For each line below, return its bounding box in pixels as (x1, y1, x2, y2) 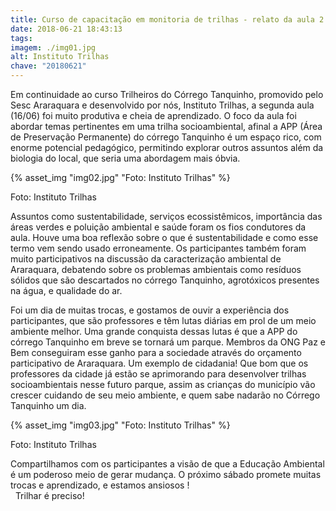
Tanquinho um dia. (10, 400, 87, 411)
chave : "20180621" (10, 61, 87, 71)
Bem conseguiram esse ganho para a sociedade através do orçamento (10, 347, 302, 358)
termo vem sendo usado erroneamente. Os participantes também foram (10, 242, 307, 254)
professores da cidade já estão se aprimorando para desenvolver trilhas (10, 368, 307, 380)
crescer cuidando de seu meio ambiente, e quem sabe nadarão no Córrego (10, 389, 321, 401)
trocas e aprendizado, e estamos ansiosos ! (10, 479, 190, 491)
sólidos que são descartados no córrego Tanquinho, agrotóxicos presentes (10, 274, 320, 286)
